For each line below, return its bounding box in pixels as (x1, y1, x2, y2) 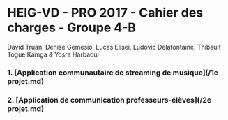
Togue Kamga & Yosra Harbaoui (7, 50, 99, 59)
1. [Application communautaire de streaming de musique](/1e (7, 68, 218, 77)
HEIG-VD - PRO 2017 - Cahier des (7, 5, 204, 21)
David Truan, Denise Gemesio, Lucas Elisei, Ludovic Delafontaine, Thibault (7, 43, 221, 51)
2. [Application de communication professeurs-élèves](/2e (7, 95, 211, 105)
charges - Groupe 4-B (7, 20, 137, 36)
